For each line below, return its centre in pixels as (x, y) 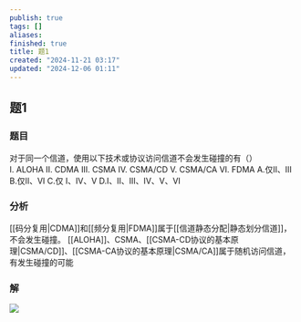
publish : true (36, 18)
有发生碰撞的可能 (42, 262)
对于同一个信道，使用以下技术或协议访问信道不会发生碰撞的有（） (133, 158)
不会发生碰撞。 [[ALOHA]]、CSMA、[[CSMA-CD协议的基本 (120, 239)
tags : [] (26, 26)
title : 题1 (30, 52)
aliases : (26, 35)
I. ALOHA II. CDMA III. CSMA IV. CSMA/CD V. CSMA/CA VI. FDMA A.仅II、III (150, 169)
